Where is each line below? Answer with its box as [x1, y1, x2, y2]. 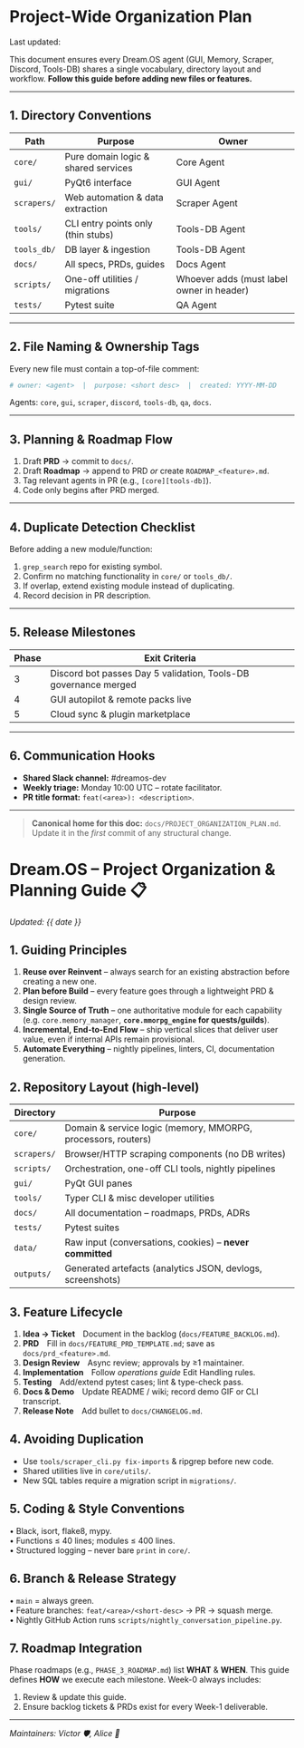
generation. [22, 1054, 66, 1064]
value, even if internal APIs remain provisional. [22, 1034, 195, 1044]
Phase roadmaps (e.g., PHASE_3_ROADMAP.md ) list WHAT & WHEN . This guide [9, 1665, 290, 1675]
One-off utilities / [64, 272, 138, 285]
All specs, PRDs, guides [64, 257, 166, 270]
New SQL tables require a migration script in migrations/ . [22, 1475, 237, 1486]
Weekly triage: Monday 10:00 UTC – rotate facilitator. [22, 782, 223, 792]
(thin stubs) [64, 228, 114, 241]
